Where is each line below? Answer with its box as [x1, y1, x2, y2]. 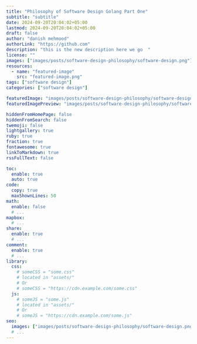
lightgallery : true [6, 128, 54, 134]
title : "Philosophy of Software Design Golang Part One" [6, 8, 148, 15]
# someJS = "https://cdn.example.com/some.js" [16, 313, 133, 319]
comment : [6, 241, 28, 248]
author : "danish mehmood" [6, 36, 69, 42]
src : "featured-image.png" [16, 74, 83, 80]
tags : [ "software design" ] [6, 80, 72, 86]
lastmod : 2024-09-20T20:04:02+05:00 [6, 25, 96, 31]
